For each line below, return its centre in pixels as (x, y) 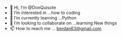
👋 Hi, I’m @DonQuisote (33, 8)
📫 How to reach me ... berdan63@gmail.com (56, 28)
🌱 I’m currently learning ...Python (43, 18)
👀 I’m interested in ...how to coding (45, 13)
